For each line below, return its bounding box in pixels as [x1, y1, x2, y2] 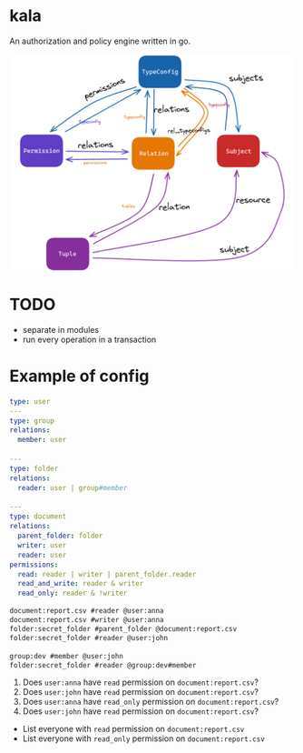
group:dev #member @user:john [9, 652, 124, 661]
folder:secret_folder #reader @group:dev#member [9, 661, 197, 670]
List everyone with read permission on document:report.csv [22, 724, 245, 735]
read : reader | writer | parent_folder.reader [17, 569, 197, 578]
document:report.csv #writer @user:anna [9, 616, 165, 625]
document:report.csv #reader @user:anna [9, 607, 165, 616]
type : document [9, 512, 67, 521]
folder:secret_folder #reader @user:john [9, 634, 169, 643]
